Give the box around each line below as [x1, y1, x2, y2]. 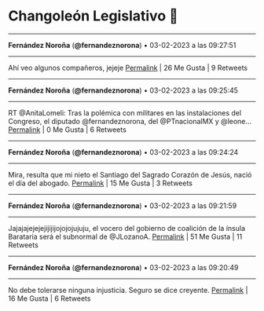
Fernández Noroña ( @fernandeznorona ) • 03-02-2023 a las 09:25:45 [8, 86, 238, 95]
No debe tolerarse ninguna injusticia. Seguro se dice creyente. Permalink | [8, 285, 248, 295]
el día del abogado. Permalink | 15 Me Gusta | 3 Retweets [8, 178, 192, 188]
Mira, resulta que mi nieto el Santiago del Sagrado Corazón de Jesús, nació [8, 170, 252, 179]
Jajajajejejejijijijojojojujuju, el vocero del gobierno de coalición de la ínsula [8, 223, 246, 232]
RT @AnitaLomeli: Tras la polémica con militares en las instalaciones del [8, 108, 242, 117]
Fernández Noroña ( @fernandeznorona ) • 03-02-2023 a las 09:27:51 [8, 40, 236, 49]
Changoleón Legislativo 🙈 [8, 7, 178, 25]
